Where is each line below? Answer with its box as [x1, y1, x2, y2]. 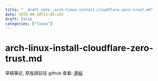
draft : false [5, 16, 32, 21]
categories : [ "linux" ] [5, 21, 52, 26]
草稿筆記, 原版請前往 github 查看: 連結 [5, 70, 83, 76]
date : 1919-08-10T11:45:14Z [5, 12, 64, 17]
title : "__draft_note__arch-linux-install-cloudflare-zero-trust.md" [5, 7, 153, 12]
